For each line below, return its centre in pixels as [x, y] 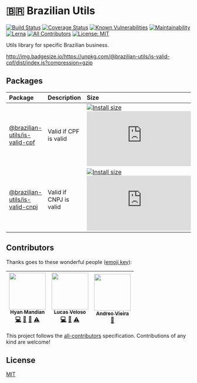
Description [64, 97]
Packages [24, 81]
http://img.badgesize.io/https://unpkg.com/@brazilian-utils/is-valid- [88, 56]
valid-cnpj [23, 206]
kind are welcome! [28, 342]
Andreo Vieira [112, 314]
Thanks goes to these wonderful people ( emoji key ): [69, 262]
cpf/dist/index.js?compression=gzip [49, 62]
